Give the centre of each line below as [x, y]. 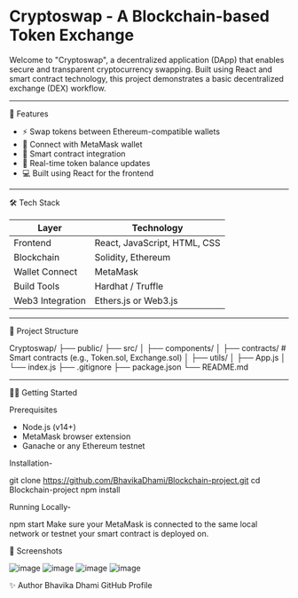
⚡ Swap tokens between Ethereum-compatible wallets [121, 132]
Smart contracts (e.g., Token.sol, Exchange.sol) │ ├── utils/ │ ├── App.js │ [148, 357]
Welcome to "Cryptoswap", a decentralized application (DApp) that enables [147, 60]
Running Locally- [40, 506]
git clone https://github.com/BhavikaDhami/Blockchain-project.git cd [135, 480]
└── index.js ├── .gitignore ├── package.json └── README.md [129, 367]
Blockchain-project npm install [65, 490]
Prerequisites [33, 410]
